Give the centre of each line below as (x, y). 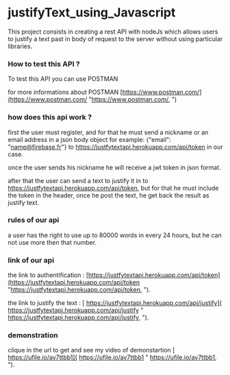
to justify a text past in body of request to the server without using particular (115, 38)
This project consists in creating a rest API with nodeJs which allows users (113, 32)
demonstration (33, 335)
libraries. (20, 46)
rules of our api (34, 220)
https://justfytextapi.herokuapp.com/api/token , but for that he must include (113, 188)
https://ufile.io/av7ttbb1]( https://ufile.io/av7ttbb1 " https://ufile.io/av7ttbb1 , (112, 357)
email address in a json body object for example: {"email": (90, 139)
